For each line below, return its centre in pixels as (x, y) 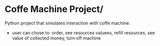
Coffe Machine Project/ (54, 9)
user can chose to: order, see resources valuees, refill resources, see (84, 32)
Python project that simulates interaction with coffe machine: (68, 23)
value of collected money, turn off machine (56, 38)
